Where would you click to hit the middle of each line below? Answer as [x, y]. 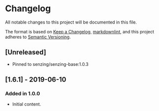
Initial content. [26, 104]
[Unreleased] [26, 52]
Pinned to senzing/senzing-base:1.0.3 [50, 64]
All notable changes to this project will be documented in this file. [71, 22]
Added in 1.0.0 [23, 94]
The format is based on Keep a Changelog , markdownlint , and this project [80, 31]
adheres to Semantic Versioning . [38, 37]
